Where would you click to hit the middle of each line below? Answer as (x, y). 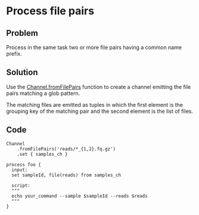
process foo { (24, 165)
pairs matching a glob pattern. (43, 93)
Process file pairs (50, 11)
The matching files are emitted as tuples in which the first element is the (95, 105)
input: (20, 170)
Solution (22, 73)
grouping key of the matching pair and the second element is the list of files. (100, 111)
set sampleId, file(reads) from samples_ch (66, 175)
